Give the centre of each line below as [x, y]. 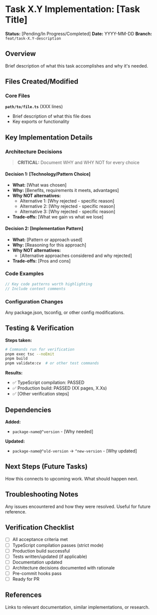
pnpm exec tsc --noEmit [30, 354]
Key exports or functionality [41, 121]
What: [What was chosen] [39, 185]
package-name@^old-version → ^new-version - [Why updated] [75, 451]
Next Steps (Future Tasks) [47, 467]
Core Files [18, 96]
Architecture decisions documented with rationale [64, 567]
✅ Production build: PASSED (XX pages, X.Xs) [60, 388]
